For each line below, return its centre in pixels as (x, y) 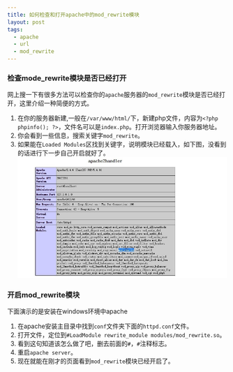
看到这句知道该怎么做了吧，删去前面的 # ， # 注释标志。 (94, 344)
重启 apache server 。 (47, 352)
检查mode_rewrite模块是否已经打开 (67, 78)
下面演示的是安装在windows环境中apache (67, 311)
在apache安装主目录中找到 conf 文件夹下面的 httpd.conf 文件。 (105, 326)
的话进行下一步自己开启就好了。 (63, 153)
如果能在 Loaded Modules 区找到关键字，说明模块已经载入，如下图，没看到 (122, 144)
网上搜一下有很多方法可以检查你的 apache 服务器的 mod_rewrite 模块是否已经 (113, 95)
